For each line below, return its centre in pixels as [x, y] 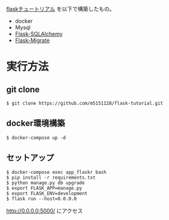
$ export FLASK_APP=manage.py [44, 188]
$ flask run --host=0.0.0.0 [42, 199]
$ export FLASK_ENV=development [47, 193]
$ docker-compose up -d [36, 138]
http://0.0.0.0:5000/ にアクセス [45, 210]
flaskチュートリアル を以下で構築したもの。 [61, 9]
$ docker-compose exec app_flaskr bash [56, 172]
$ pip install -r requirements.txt [51, 178]
